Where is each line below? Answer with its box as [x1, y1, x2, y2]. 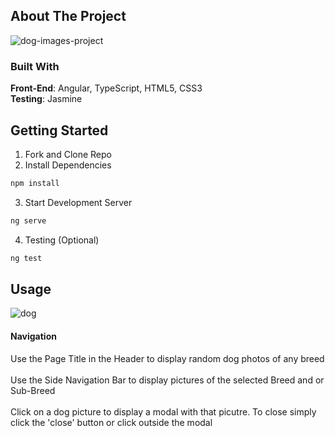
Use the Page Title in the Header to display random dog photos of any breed [10, 352, 325, 364]
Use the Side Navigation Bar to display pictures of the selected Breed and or [10, 374, 325, 386]
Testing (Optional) [24, 234, 100, 246]
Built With [10, 59, 60, 73]
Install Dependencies [24, 159, 112, 171]
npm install [10, 178, 60, 188]
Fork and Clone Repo [24, 148, 112, 160]
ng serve [10, 215, 47, 226]
